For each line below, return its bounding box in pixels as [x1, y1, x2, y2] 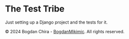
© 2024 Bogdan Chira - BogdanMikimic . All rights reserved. [5, 28, 125, 34]
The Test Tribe [5, 3, 64, 14]
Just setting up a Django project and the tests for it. [5, 19, 108, 25]
